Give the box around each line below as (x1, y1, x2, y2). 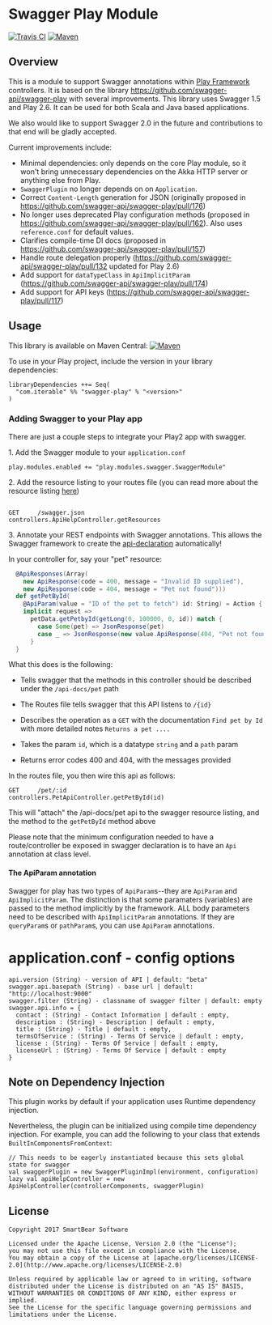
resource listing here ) (8, 486, 79, 495)
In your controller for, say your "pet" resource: (8, 554, 162, 563)
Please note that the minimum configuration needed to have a (8, 832, 215, 842)
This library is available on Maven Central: (8, 341, 148, 350)
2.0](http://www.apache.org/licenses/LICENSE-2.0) (8, 1261, 183, 1269)
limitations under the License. (8, 1310, 117, 1319)
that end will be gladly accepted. (8, 126, 117, 136)
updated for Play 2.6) (108, 261, 180, 271)
